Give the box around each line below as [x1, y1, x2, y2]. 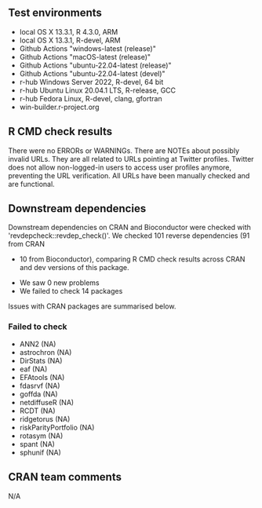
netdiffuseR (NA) [19, 397, 75, 407]
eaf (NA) [19, 364, 48, 374]
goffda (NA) [19, 389, 58, 399]
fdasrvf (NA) [19, 381, 60, 390]
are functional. [8, 179, 55, 188]
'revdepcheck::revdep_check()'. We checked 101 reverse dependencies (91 [8, 231, 250, 240]
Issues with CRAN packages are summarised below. [8, 302, 176, 311]
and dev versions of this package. [19, 263, 129, 272]
